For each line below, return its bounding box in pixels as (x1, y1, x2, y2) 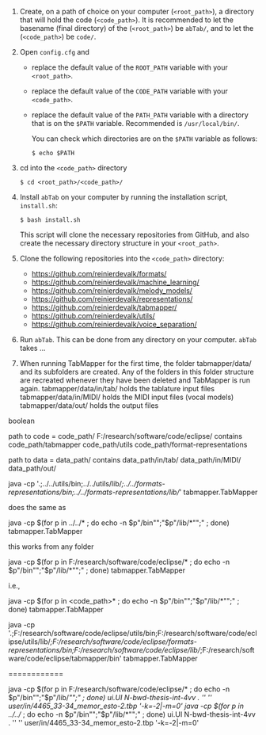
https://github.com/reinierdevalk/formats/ (31, 269, 167, 278)
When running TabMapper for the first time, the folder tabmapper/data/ (19, 359, 252, 367)
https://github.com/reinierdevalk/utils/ (31, 311, 156, 320)
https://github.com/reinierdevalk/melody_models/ (31, 286, 192, 295)
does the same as (8, 503, 66, 512)
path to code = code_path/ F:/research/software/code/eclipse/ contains (8, 432, 243, 440)
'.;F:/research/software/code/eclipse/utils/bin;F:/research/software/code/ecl (8, 629, 257, 638)
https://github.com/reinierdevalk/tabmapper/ (31, 303, 177, 312)
